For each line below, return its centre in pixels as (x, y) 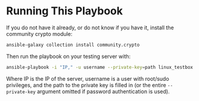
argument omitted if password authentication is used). (103, 91)
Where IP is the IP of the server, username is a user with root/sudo (88, 78)
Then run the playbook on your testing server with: (69, 56)
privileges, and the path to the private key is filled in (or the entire (86, 85)
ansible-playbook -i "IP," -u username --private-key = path (81, 67)
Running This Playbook (65, 11)
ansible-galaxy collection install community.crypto (73, 45)
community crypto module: (39, 33)
